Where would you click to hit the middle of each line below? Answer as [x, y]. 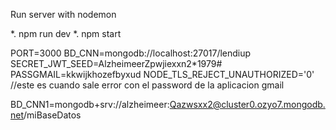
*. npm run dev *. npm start [66, 33]
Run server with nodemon [63, 14]
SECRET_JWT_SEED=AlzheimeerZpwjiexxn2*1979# [116, 63]
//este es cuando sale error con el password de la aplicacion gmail [147, 85]
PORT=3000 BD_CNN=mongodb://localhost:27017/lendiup [131, 53]
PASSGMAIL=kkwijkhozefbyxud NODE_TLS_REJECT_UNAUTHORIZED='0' [162, 74]
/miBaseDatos [52, 115]
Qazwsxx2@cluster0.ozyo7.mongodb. [247, 104]
